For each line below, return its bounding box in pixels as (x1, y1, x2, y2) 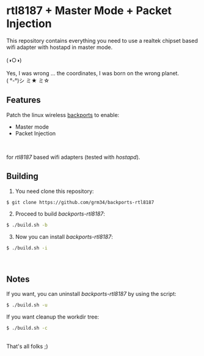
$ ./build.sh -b (6, 222, 48, 229)
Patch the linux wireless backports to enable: (6, 111, 120, 118)
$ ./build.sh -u (6, 302, 48, 308)
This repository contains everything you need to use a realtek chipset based (6, 37, 199, 44)
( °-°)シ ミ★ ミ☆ (6, 77, 50, 84)
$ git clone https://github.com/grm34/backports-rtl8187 (6, 199, 155, 205)
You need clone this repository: (15, 187, 94, 195)
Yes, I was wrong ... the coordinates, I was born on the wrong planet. (6, 69, 179, 77)
